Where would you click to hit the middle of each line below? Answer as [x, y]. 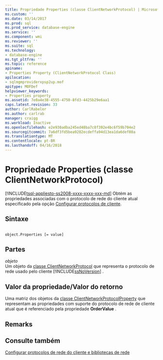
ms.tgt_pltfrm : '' [24, 59]
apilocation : [18, 77]
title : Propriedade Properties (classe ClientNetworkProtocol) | [72, 9]
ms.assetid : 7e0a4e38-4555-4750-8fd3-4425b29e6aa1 [57, 100]
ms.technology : [20, 50]
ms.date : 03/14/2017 [26, 19]
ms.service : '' [20, 32]
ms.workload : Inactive [28, 123]
